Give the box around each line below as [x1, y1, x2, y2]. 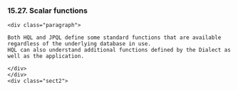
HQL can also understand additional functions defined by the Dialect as [7, 47, 232, 54]
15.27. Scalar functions [7, 6, 88, 16]
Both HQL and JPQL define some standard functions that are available [7, 34, 222, 41]
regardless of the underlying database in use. [7, 40, 152, 47]
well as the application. [7, 52, 84, 60]
